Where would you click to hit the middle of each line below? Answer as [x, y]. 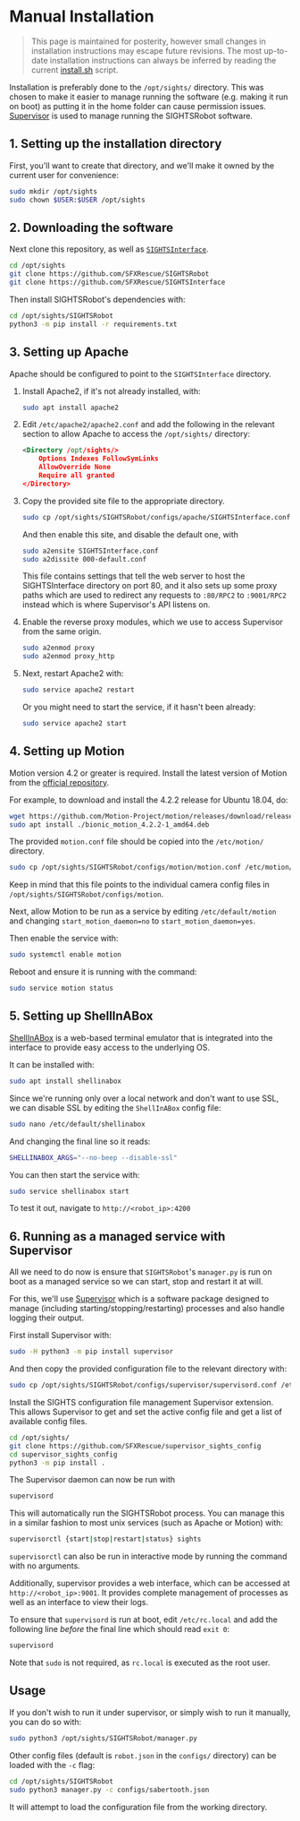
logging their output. [47, 1318]
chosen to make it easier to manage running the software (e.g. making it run [149, 97]
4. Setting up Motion [67, 751]
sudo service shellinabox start [69, 1191]
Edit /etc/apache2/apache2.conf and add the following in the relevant [148, 425]
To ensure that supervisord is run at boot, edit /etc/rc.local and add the [144, 1619]
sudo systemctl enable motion [66, 955]
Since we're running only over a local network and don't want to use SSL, [144, 1098]
